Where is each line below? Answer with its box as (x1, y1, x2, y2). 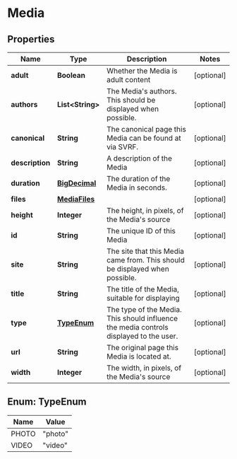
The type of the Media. (107, 305, 182, 314)
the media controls (107, 323, 169, 332)
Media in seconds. (107, 182, 168, 192)
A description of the (107, 153, 173, 163)
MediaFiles (56, 194, 95, 204)
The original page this (107, 343, 178, 352)
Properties (7, 33, 55, 45)
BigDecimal (56, 178, 97, 188)
